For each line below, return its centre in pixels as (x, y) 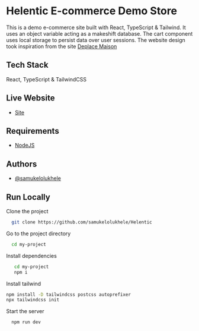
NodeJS (25, 145)
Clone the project (27, 211)
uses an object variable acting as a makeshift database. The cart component (99, 33)
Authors (22, 164)
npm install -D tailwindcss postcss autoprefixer (69, 294)
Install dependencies (32, 256)
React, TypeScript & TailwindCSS (46, 79)
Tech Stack (27, 65)
